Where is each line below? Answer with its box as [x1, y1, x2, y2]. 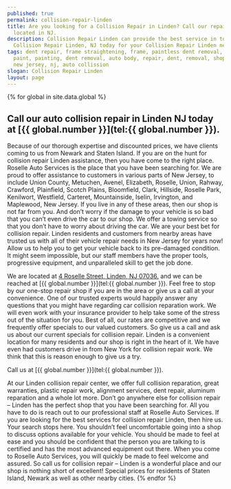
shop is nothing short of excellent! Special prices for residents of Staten [7, 467, 210, 475]
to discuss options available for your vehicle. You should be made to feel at [7, 431, 220, 439]
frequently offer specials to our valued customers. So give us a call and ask [7, 323, 221, 332]
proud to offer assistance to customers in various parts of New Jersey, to [7, 171, 214, 180]
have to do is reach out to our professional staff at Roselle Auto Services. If [7, 409, 219, 417]
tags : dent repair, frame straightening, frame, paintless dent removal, [7, 49, 223, 56]
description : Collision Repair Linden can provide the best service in [7, 36, 217, 43]
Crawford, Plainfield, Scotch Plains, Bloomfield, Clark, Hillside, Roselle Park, [7, 186, 221, 194]
